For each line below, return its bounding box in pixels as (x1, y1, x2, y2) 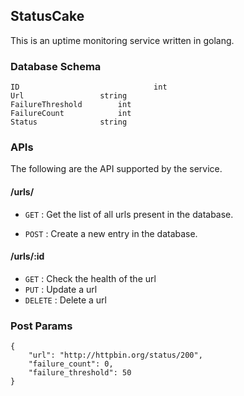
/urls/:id (10, 250, 45, 263)
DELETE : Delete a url (24, 294, 107, 306)
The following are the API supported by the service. (10, 163, 223, 175)
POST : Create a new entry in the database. (24, 227, 198, 239)
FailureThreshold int (10, 100, 132, 110)
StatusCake (10, 8, 85, 25)
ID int (10, 82, 168, 93)
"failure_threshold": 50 (28, 368, 132, 378)
